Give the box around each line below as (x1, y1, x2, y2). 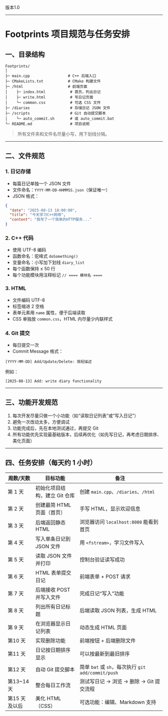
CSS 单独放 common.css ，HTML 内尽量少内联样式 (12, 316, 113, 322)
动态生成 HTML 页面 (79, 624, 127, 631)
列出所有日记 (35, 603, 66, 610)
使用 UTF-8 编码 (12, 247, 46, 253)
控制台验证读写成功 (79, 556, 125, 563)
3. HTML (5, 285, 26, 292)
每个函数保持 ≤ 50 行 (12, 266, 56, 272)
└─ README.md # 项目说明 (5, 122, 90, 127)
